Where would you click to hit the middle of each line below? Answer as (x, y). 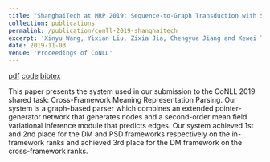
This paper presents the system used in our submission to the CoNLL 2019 (132, 91)
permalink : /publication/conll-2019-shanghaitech (93, 30)
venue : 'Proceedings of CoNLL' (61, 53)
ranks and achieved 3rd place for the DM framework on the (144, 142)
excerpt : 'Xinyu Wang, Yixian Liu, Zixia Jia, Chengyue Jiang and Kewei (133, 38)
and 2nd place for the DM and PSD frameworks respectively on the (119, 134)
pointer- (229, 108)
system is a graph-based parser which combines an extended (111, 108)
